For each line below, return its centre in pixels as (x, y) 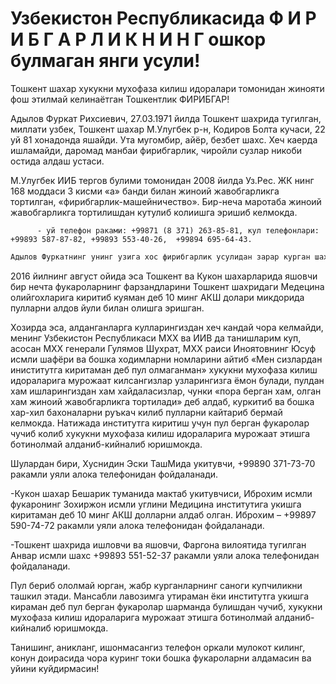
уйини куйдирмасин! (55, 668)
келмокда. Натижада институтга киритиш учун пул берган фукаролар (160, 423)
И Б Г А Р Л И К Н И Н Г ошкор (138, 39)
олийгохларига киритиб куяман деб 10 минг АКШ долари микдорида (157, 297)
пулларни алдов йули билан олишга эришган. (107, 308)
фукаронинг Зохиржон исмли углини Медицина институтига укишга (156, 504)
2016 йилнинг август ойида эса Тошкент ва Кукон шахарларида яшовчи (164, 276)
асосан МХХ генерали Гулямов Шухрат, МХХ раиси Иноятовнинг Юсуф (163, 348)
